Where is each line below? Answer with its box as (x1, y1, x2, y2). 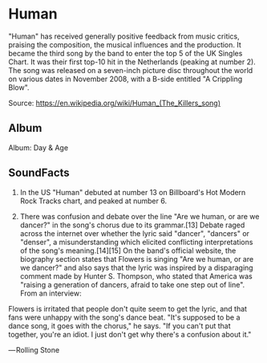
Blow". (8, 82, 30, 92)
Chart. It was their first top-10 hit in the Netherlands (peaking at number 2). (8, 57, 257, 67)
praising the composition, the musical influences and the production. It (8, 39, 242, 49)
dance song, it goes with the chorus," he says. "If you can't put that (8, 320, 231, 330)
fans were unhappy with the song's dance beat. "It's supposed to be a (8, 312, 241, 322)
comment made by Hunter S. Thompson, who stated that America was (19, 271, 253, 281)
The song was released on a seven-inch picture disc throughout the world (8, 65, 253, 75)
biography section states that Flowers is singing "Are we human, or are (19, 254, 254, 263)
